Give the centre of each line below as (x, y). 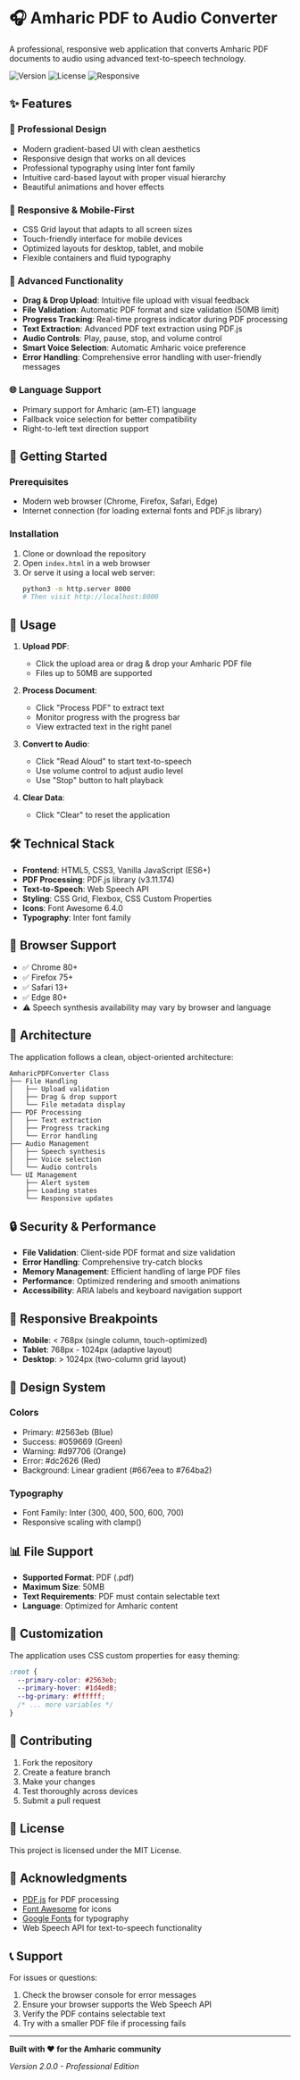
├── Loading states (62, 1190)
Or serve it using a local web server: (89, 572)
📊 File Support (51, 1551)
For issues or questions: (54, 1978)
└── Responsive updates (70, 1199)
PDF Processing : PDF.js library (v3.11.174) (98, 879)
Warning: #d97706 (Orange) (74, 1451)
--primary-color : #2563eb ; (67, 1680)
